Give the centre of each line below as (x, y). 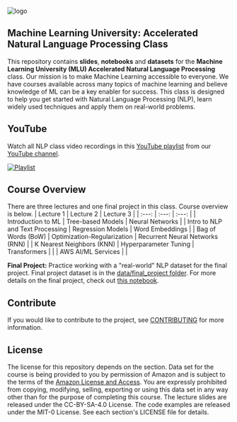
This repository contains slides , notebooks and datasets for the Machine (115, 61)
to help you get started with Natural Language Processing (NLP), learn (110, 99)
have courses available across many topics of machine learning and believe (117, 84)
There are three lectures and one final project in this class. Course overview (118, 206)
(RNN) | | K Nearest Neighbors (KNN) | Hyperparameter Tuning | (101, 244)
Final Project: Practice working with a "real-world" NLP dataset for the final (117, 265)
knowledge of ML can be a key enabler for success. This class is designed (116, 91)
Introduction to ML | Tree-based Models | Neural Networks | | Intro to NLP (115, 222)
